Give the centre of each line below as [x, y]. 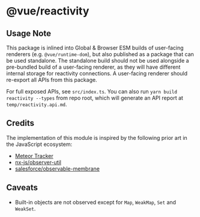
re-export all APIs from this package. [52, 80]
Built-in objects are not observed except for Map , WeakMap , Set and [95, 202]
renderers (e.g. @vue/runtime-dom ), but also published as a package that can [100, 54]
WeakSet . [25, 209]
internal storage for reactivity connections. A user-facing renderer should [97, 73]
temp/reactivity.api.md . [37, 104]
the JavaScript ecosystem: [39, 144]
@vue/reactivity [48, 11]
